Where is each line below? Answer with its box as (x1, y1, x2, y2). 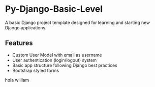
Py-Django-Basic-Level (5, 3, 103, 15)
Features (5, 39, 33, 47)
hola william (5, 77, 30, 83)
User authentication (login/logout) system (12, 57, 97, 63)
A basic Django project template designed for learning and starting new (5, 20, 150, 25)
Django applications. (5, 24, 47, 30)
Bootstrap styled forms (12, 67, 59, 73)
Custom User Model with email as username (12, 52, 102, 58)
